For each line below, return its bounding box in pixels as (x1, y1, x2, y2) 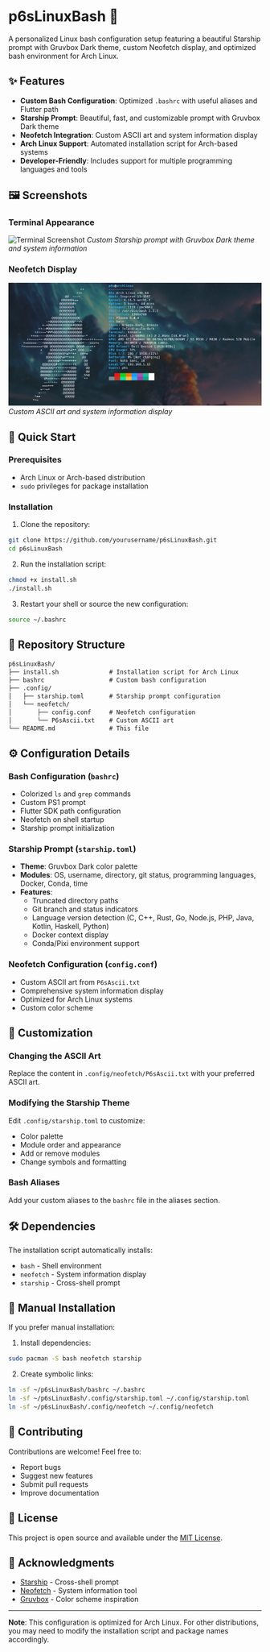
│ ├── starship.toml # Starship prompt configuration (8, 692, 221, 700)
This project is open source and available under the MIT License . (8, 1533, 223, 1542)
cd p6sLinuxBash (8, 544, 63, 553)
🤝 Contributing (8, 1426, 84, 1439)
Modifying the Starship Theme (8, 1098, 130, 1109)
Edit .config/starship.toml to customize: (8, 1115, 145, 1125)
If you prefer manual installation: (8, 1322, 115, 1332)
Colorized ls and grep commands (19, 789, 131, 799)
